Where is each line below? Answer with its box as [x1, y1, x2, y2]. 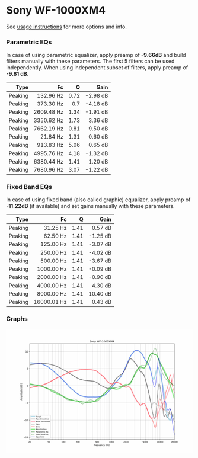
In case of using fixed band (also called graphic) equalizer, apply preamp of [6, 196, 191, 203]
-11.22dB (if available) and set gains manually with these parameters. [6, 203, 175, 210]
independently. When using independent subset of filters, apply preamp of [6, 64, 189, 71]
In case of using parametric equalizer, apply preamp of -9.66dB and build [6, 52, 186, 59]
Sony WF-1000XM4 [6, 4, 106, 17]
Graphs [6, 315, 28, 323]
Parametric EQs [6, 38, 52, 46]
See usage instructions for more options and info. [6, 23, 127, 30]
